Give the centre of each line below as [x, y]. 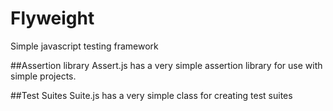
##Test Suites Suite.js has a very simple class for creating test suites [151, 95]
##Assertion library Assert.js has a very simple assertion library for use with [166, 65]
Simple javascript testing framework [84, 46]
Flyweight [52, 18]
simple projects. [43, 76]
